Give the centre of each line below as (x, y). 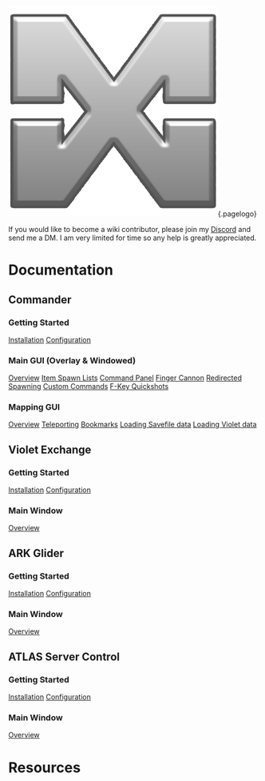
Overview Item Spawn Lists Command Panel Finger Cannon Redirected (125, 378)
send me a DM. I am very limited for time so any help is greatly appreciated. (132, 238)
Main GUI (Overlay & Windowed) (72, 360)
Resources (45, 767)
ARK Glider (36, 553)
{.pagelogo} (237, 214)
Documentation (61, 270)
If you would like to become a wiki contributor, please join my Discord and (130, 229)
